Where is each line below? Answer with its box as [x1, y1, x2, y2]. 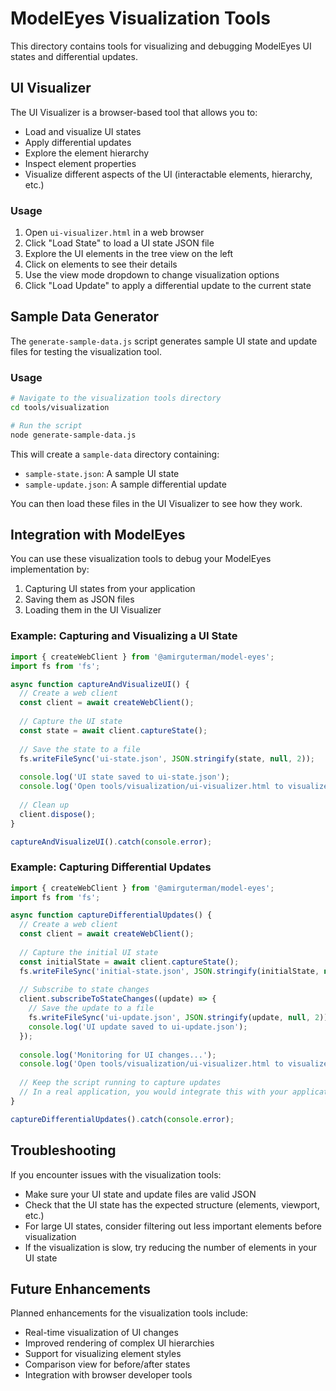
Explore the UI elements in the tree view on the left [24, 248, 234, 260]
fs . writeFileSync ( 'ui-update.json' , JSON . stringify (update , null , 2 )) [28, 1013, 329, 1023]
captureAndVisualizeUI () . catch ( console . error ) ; [10, 837, 213, 847]
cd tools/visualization [10, 403, 110, 413]
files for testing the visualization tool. [10, 345, 162, 357]
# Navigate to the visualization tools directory [10, 393, 222, 404]
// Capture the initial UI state [19, 947, 159, 957]
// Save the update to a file [28, 1003, 155, 1014]
